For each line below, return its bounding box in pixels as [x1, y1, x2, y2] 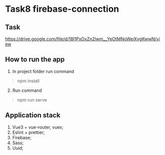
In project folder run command [12, 68, 74, 74]
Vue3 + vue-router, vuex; [12, 124, 64, 130]
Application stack [5, 111, 61, 120]
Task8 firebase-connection [5, 3, 119, 15]
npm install [17, 77, 40, 84]
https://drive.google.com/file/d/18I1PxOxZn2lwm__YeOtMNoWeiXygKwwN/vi [5, 36, 160, 42]
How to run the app [5, 55, 65, 64]
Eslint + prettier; [12, 129, 45, 135]
